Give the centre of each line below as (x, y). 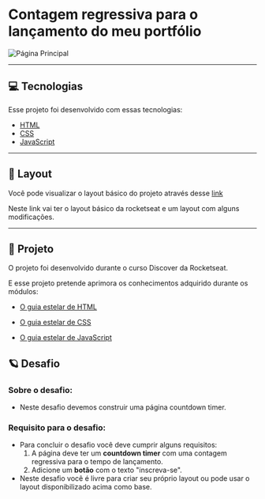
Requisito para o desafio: (57, 427)
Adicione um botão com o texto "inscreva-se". (107, 470)
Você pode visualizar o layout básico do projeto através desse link (116, 193)
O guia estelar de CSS (55, 323)
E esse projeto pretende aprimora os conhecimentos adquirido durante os (128, 283)
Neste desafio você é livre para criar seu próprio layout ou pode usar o (134, 478)
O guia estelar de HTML (58, 307)
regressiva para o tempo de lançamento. (97, 462)
